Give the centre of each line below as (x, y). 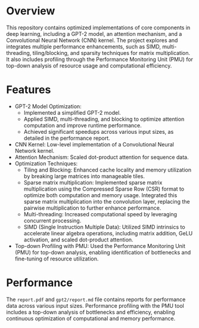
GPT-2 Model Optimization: (48, 106)
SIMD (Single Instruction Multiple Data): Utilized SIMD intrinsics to (105, 227)
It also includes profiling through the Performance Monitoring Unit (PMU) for (100, 59)
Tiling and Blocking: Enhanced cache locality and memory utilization (108, 170)
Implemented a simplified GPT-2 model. (72, 112)
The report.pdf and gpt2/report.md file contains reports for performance (96, 299)
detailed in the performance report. (67, 138)
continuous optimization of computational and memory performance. (91, 318)
